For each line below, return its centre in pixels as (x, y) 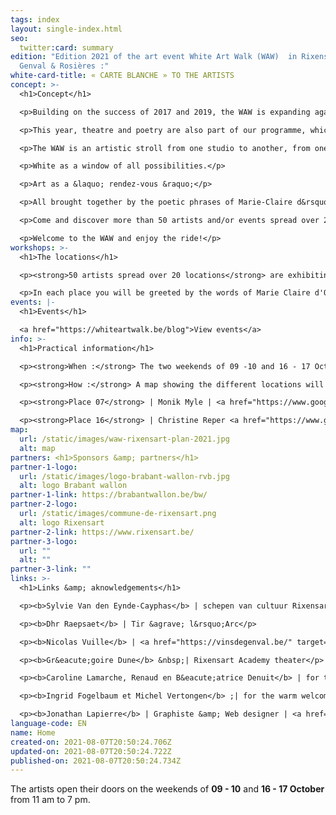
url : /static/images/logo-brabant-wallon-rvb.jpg (124, 476)
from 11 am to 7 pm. (50, 800)
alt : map (37, 448)
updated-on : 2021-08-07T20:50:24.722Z (91, 751)
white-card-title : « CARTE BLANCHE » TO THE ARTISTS (122, 76)
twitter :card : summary (66, 47)
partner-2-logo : (44, 504)
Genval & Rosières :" (64, 66)
